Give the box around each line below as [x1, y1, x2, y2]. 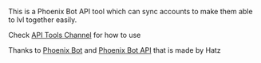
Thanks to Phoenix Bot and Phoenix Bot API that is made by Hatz [8, 46, 221, 54]
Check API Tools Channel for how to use [8, 31, 141, 39]
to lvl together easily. [8, 15, 77, 24]
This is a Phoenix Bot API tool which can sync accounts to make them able [8, 7, 253, 16]
